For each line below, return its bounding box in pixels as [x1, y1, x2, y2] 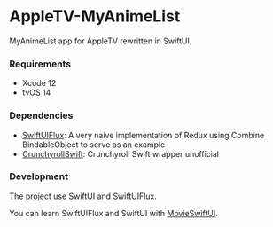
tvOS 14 [21, 87, 51, 98]
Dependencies [9, 109, 74, 121]
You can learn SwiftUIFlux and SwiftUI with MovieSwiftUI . [9, 207, 219, 218]
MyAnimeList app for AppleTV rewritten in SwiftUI [9, 35, 191, 46]
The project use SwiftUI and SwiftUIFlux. [9, 191, 158, 201]
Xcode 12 [21, 78, 57, 89]
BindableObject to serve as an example [21, 139, 166, 150]
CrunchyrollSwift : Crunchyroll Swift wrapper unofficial [21, 148, 220, 159]
